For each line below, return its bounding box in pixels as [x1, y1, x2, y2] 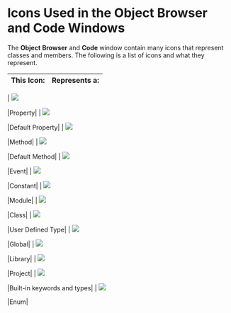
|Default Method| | [7, 152, 62, 161]
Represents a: [52, 75, 99, 85]
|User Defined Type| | [7, 225, 71, 234]
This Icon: [11, 75, 45, 85]
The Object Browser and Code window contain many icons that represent [7, 43, 224, 52]
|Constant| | [7, 181, 43, 190]
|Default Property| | [7, 123, 64, 132]
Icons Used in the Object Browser [7, 5, 208, 21]
